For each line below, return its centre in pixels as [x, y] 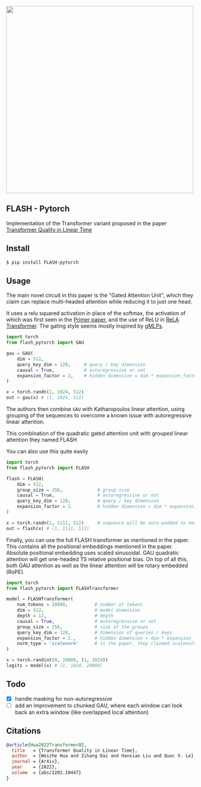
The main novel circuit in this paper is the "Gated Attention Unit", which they [100, 295]
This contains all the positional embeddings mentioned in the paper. [90, 546]
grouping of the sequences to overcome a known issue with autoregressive [99, 416]
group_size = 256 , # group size [73, 490]
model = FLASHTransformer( [40, 599]
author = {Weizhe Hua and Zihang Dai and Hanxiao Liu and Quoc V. [98, 756]
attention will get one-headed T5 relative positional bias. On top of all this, [97, 559]
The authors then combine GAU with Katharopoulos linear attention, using [95, 409]
